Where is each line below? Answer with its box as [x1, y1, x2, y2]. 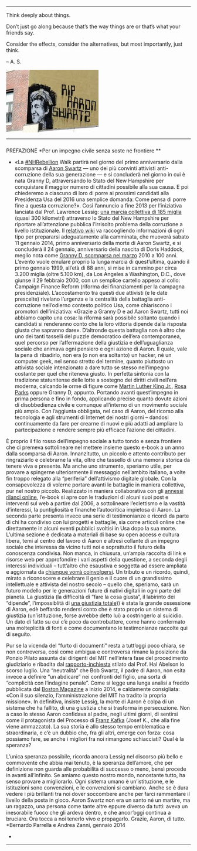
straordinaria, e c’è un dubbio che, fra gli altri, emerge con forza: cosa [6, 729, 175, 736]
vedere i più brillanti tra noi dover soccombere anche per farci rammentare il [6, 790, 191, 797]
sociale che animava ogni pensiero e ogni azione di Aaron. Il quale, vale [14, 345, 188, 352]
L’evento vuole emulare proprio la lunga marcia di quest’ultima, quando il [14, 258, 189, 265]
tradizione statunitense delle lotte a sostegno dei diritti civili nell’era [14, 376, 177, 383]
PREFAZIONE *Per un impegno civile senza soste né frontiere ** [6, 147, 161, 154]
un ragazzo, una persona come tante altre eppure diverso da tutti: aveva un [6, 802, 188, 809]
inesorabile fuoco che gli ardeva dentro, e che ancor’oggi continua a [6, 809, 171, 816]
